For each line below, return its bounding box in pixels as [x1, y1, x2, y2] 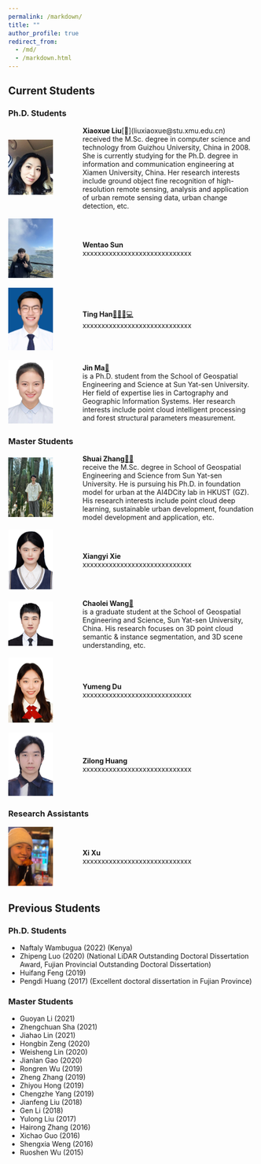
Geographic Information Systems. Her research [82, 396, 236, 405]
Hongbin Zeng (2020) [19, 1039, 90, 1048]
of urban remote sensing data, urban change [82, 193, 228, 202]
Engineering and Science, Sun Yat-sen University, [82, 615, 244, 625]
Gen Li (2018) [19, 1106, 64, 1115]
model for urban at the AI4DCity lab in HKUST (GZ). [82, 487, 249, 497]
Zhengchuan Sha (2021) [19, 1022, 98, 1032]
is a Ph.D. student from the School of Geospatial [82, 371, 238, 381]
